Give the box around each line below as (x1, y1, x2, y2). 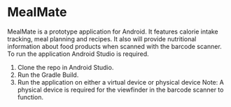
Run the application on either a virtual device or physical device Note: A (17, 78, 224, 86)
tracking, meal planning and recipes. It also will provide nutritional (7, 34, 197, 43)
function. (17, 92, 44, 101)
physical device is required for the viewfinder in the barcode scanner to (17, 85, 224, 94)
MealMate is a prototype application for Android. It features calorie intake (7, 27, 218, 36)
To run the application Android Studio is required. (7, 50, 149, 58)
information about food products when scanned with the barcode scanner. (7, 42, 222, 50)
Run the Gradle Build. (17, 71, 79, 79)
